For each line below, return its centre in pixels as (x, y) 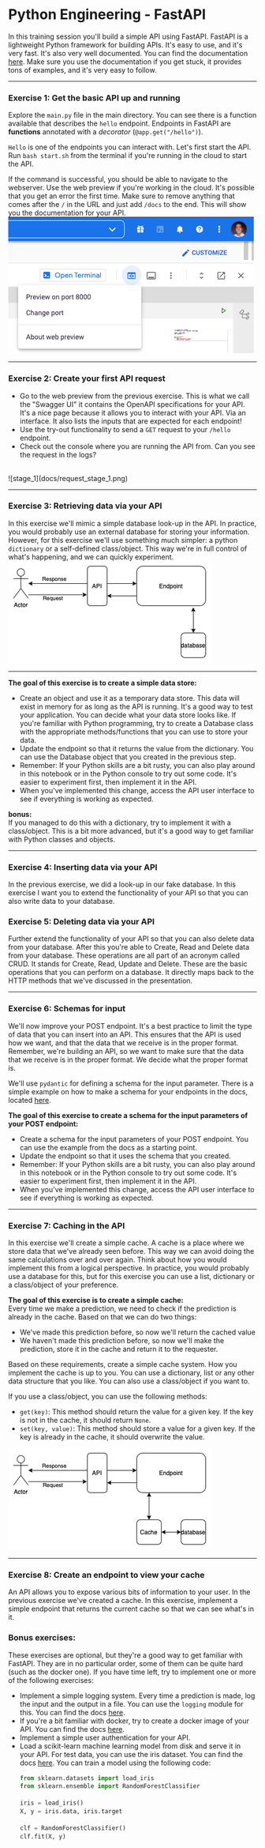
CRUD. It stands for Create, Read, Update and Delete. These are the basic (128, 964)
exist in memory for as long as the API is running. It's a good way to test (136, 706)
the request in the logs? (58, 454)
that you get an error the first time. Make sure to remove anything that (121, 196)
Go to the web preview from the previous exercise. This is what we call (134, 396)
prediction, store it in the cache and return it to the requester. (119, 1349)
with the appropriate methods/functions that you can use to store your (134, 732)
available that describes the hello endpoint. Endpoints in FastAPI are (119, 123)
